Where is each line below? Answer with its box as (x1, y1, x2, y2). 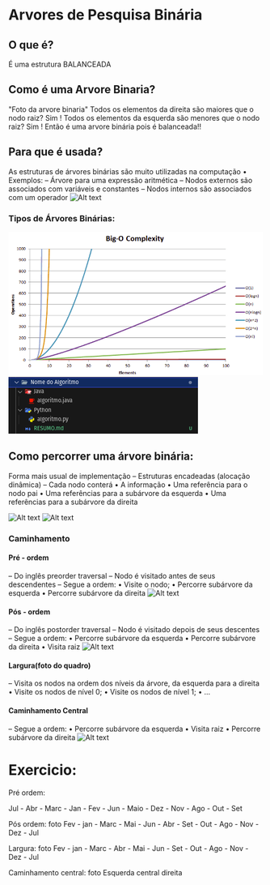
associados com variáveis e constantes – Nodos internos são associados (8, 184, 252, 194)
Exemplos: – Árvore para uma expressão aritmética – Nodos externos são (8, 175, 253, 185)
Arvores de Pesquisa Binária (8, 6, 203, 24)
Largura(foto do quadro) (8, 661, 91, 670)
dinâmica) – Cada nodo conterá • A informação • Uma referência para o (8, 480, 248, 490)
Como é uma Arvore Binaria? (8, 83, 156, 96)
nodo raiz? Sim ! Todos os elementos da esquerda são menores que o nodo (8, 113, 260, 122)
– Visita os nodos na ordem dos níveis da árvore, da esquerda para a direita (8, 678, 260, 688)
